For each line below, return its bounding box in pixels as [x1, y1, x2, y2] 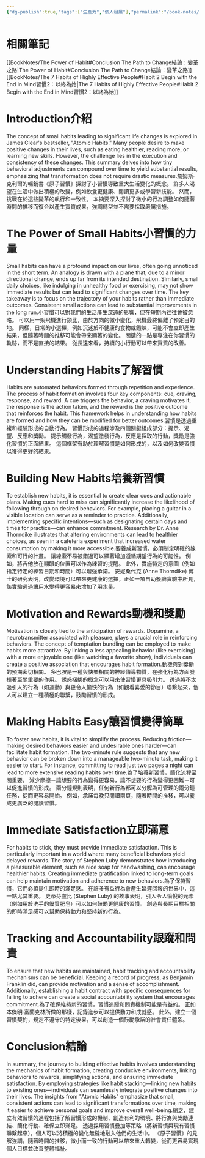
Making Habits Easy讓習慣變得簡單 [6, 715, 184, 729]
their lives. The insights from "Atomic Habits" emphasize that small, [6, 1093, 175, 1100]
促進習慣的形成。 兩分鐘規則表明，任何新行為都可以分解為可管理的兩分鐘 [11, 784, 195, 791]
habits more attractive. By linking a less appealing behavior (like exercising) [6, 647, 196, 654]
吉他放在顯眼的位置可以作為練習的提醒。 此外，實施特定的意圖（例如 [22, 560, 195, 567]
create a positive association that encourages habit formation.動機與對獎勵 [6, 660, 194, 668]
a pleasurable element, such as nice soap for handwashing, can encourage [6, 864, 195, 871]
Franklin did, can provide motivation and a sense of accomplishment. [6, 981, 180, 988]
